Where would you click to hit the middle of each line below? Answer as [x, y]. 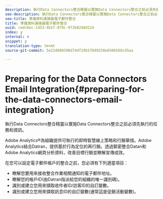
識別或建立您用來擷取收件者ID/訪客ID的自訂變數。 [62, 185]
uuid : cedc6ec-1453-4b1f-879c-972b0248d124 [50, 28]
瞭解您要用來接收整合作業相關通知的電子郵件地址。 [63, 173]
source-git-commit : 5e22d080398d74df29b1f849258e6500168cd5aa [69, 50]
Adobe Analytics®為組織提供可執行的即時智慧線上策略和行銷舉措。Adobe [78, 140]
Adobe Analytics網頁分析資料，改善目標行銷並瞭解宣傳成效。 [66, 153]
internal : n [17, 37]
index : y [14, 32]
